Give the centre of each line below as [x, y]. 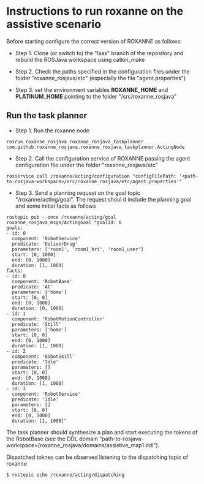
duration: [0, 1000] [38, 308]
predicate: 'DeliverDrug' [45, 244]
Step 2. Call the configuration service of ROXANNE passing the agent [103, 158]
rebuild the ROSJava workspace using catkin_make [80, 59]
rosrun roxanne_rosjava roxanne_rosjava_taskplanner [75, 142]
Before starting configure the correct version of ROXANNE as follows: [94, 41]
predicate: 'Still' [37, 324]
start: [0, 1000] [34, 255]
